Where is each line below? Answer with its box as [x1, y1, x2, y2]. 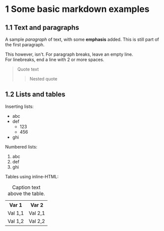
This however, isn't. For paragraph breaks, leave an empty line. [5, 51, 133, 57]
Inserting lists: [5, 103, 34, 109]
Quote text [17, 66, 39, 72]
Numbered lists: [5, 144, 38, 150]
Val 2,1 [29, 210, 45, 217]
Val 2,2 [29, 218, 45, 225]
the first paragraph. [5, 42, 45, 48]
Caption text [12, 184, 41, 191]
